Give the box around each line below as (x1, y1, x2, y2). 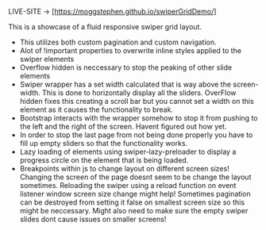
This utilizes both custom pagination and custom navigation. (19, 37, 217, 47)
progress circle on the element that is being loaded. (19, 155, 189, 165)
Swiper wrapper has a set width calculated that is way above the (19, 79, 232, 89)
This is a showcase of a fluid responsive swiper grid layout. (8, 22, 202, 31)
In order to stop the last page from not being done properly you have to (19, 130, 253, 140)
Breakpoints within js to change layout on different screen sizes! (19, 164, 229, 173)
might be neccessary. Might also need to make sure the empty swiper (19, 206, 249, 215)
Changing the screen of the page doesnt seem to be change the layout (19, 172, 252, 182)
